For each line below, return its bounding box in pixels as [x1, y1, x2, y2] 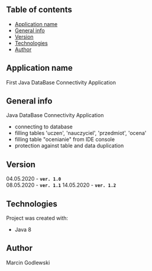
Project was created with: [6, 215, 69, 222]
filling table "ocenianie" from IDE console [14, 136, 115, 143]
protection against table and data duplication [14, 142, 124, 149]
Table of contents [6, 5, 72, 15]
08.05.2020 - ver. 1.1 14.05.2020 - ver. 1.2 [6, 181, 117, 189]
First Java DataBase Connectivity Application [6, 78, 117, 86]
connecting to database [14, 123, 73, 130]
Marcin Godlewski [6, 259, 50, 266]
